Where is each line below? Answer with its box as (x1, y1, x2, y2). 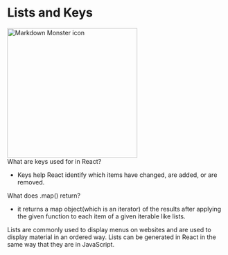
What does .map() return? (7, 191, 81, 200)
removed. (17, 178, 45, 186)
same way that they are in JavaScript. (7, 240, 115, 248)
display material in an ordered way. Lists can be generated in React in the (7, 233, 216, 241)
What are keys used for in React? (7, 157, 102, 165)
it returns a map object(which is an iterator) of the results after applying (17, 205, 222, 213)
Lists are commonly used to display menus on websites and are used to (7, 225, 211, 234)
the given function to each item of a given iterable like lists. (17, 212, 186, 220)
